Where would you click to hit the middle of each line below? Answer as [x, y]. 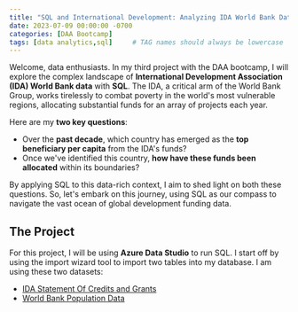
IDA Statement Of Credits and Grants [89, 289]
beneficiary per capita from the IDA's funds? [104, 149]
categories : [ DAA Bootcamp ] [61, 34]
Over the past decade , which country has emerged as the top [135, 139]
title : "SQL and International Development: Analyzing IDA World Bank [142, 17]
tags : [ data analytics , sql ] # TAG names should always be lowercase [146, 42]
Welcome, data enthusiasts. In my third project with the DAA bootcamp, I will [149, 67]
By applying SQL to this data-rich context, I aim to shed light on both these [145, 185]
